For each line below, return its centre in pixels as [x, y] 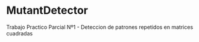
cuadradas [20, 33]
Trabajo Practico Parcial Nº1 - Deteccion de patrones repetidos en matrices [100, 27]
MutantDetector [47, 10]
